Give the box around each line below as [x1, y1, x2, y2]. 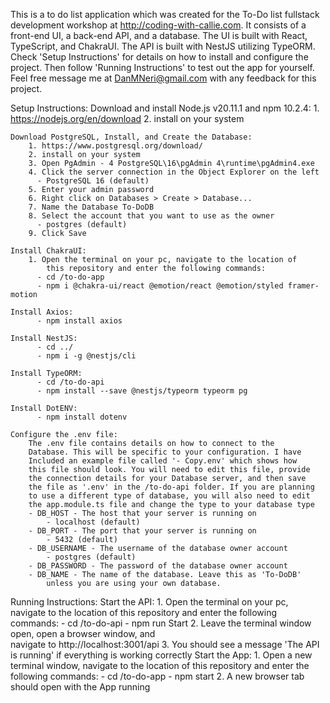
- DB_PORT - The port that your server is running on [28, 526, 257, 536]
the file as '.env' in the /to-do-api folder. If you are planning [28, 482, 315, 492]
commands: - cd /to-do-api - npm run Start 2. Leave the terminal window [10, 617, 312, 629]
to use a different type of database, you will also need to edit [28, 491, 311, 501]
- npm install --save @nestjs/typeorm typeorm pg [36, 386, 248, 396]
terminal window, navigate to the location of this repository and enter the [10, 660, 310, 671]
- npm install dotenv [36, 412, 128, 422]
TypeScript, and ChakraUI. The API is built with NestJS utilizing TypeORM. [10, 40, 316, 52]
